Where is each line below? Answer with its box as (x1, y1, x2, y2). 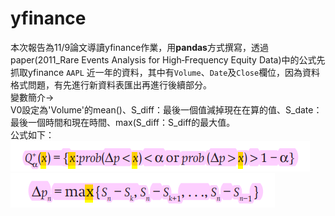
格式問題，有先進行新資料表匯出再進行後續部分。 (10, 78, 212, 91)
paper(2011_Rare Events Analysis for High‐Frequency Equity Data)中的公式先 (10, 53, 326, 66)
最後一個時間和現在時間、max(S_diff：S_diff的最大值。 (10, 116, 236, 128)
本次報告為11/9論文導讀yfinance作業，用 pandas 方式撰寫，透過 (10, 41, 269, 53)
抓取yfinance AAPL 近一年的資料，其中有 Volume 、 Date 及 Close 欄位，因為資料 (10, 66, 321, 78)
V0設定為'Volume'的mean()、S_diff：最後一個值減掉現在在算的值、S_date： (10, 103, 323, 116)
